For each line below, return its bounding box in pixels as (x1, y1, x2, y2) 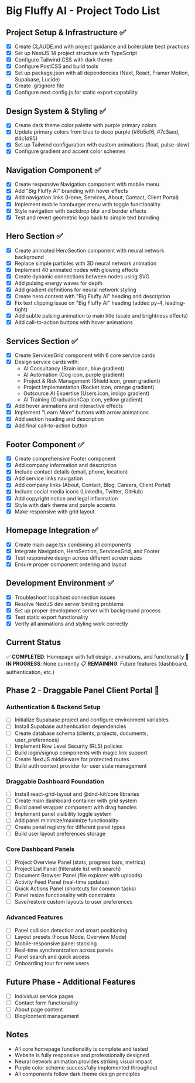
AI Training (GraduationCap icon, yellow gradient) (23, 396, 143, 403)
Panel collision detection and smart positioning (14, 927, 128, 934)
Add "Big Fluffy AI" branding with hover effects (14, 188, 128, 195)
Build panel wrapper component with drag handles (14, 804, 137, 811)
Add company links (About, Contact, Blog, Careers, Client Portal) (14, 482, 171, 489)
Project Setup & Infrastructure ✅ (6, 28, 126, 38)
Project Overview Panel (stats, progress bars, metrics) (14, 859, 146, 866)
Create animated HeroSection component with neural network (14, 247, 165, 254)
